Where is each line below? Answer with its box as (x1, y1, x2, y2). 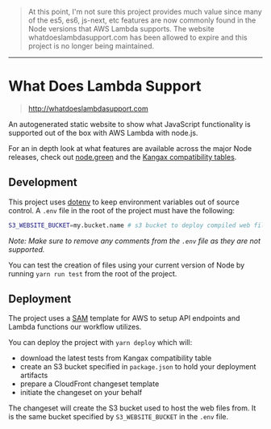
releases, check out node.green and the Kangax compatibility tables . (8, 152, 237, 162)
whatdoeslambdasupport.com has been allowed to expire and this (27, 32, 248, 42)
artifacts (19, 371, 48, 381)
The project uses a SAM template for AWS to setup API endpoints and (8, 313, 240, 323)
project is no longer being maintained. (27, 41, 155, 51)
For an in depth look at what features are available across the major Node (8, 143, 252, 153)
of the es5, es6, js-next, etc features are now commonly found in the (27, 15, 256, 25)
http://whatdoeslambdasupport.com (27, 103, 148, 113)
